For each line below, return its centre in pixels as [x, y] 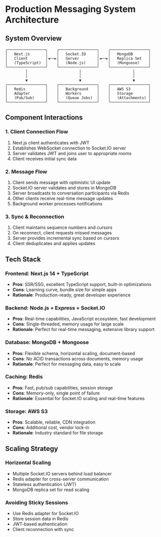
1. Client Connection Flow [37, 132]
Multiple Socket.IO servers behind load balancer [62, 473]
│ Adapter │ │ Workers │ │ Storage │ [78, 93]
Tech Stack [23, 259]
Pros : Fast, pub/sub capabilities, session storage [63, 387]
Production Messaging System [70, 9]
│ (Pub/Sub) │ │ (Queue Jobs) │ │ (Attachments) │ [78, 98]
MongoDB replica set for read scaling [51, 489]
